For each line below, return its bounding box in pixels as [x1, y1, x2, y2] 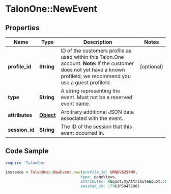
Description [83, 39, 112, 45]
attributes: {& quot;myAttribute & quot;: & [80, 179, 167, 184]
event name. [61, 100, 91, 107]
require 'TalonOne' [5, 160, 47, 165]
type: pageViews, [80, 174, 117, 179]
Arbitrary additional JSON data [61, 108, 134, 115]
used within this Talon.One [61, 54, 124, 60]
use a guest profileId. [61, 79, 111, 86]
